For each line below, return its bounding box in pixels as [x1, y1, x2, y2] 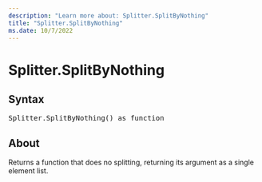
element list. [8, 166, 49, 176]
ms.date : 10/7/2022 [8, 26, 73, 34]
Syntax [8, 93, 45, 106]
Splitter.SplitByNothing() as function [8, 113, 165, 123]
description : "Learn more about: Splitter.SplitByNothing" [8, 11, 209, 20]
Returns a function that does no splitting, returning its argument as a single [8, 157, 254, 168]
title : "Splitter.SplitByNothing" [8, 19, 124, 27]
